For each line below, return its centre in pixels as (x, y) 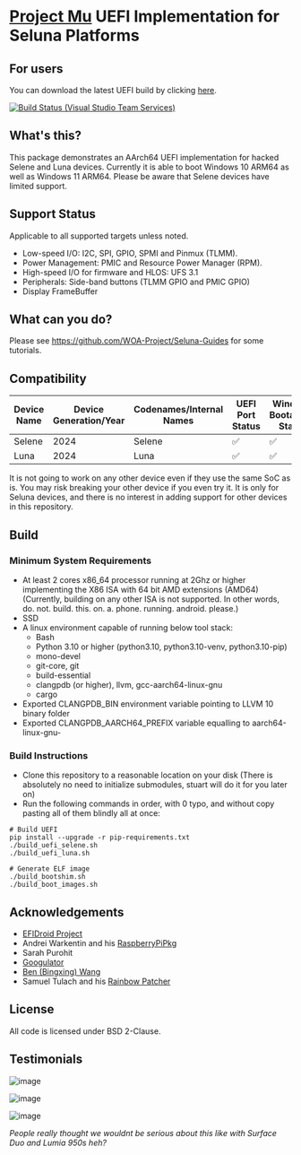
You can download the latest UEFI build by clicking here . (113, 90)
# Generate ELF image (50, 869)
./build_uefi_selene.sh (54, 846)
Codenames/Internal (178, 410)
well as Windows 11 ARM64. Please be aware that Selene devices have (140, 176)
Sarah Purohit (47, 953)
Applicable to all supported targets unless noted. (99, 236)
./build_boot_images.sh (54, 885)
